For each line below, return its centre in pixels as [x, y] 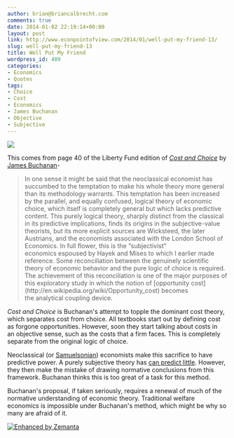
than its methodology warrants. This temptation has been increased [122, 193]
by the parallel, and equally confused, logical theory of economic [118, 201]
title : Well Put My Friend [47, 53]
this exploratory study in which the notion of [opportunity [107, 283]
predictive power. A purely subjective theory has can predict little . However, [117, 362]
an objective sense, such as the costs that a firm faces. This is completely [114, 334]
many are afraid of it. [37, 413]
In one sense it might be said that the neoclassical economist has [118, 179]
